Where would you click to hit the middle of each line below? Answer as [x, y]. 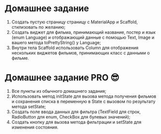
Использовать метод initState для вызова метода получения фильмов [84, 96]
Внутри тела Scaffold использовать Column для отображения [75, 48]
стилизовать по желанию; [38, 27]
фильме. [20, 58]
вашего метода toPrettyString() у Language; [56, 42]
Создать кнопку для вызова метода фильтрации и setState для [76, 122]
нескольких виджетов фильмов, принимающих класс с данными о [81, 53]
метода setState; [29, 106]
